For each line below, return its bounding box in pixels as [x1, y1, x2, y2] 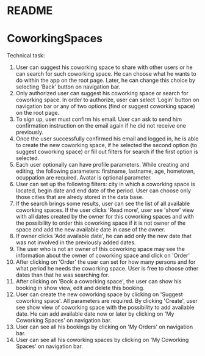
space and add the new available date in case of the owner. [15, 226, 165, 233]
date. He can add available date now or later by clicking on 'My [15, 310, 174, 318]
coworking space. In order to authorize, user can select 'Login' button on [15, 96, 200, 104]
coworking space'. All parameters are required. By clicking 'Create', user [15, 297, 198, 305]
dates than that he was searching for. [15, 271, 109, 278]
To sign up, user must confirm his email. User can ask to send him [15, 115, 182, 123]
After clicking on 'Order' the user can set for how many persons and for [15, 258, 196, 266]
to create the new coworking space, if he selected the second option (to [15, 142, 198, 149]
